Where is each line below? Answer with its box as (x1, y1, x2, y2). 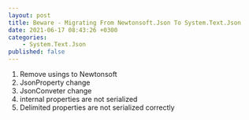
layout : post (8, 11, 51, 20)
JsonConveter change (19, 86, 92, 95)
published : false (8, 48, 65, 56)
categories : (8, 33, 47, 42)
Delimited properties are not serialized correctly (19, 103, 175, 112)
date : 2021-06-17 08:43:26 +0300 (8, 26, 118, 34)
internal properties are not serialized (19, 95, 138, 104)
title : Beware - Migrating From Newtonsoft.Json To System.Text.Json (8, 19, 242, 27)
